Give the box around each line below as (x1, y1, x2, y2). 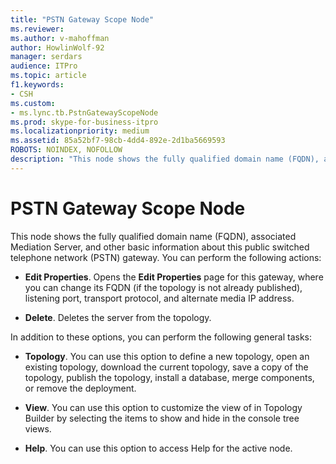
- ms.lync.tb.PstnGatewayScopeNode (10, 107, 159, 118)
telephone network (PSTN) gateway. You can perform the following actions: (10, 251, 322, 263)
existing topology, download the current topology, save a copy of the (24, 361, 309, 373)
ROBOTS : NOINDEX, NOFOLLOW (10, 145, 123, 155)
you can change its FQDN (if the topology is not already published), (24, 281, 303, 293)
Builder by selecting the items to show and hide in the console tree (24, 412, 300, 424)
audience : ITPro (10, 61, 78, 71)
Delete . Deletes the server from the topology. (24, 311, 212, 323)
